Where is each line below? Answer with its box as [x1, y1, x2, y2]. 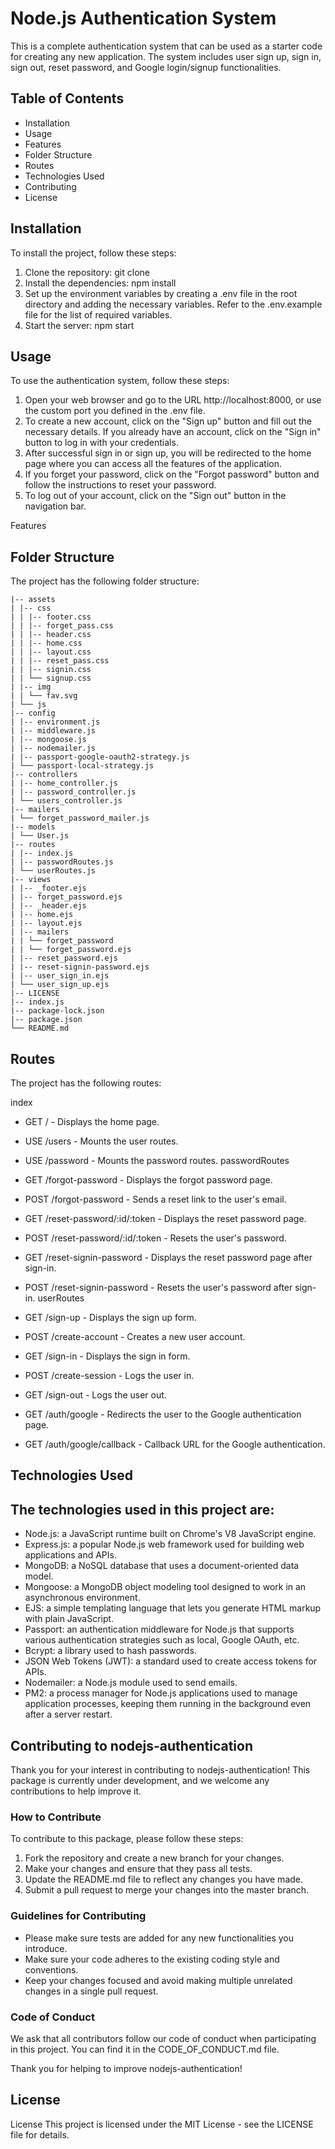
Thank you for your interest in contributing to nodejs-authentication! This [10, 1764, 311, 1776]
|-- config [10, 708, 56, 719]
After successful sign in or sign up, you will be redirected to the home [24, 447, 312, 459]
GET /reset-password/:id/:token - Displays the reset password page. [24, 1213, 307, 1224]
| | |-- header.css [10, 630, 92, 640]
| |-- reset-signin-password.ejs [10, 962, 150, 972]
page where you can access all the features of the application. [24, 458, 283, 470]
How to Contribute [10, 1810, 102, 1824]
